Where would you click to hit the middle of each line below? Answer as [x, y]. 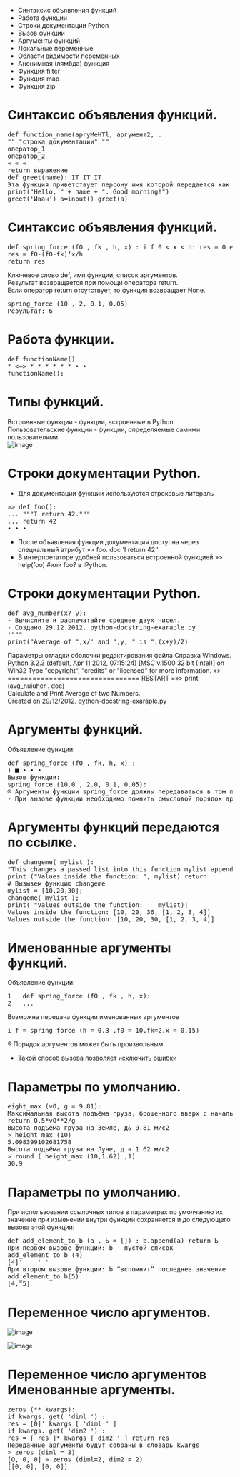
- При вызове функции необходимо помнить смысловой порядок [115, 798]
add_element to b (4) [45, 1255]
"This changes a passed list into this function [94, 869]
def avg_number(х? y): [47, 613]
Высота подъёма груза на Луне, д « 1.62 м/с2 [89, 1150]
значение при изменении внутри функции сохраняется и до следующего [119, 1220]
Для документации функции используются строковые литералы [116, 493]
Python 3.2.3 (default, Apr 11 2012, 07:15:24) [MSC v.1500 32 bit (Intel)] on [116, 663]
